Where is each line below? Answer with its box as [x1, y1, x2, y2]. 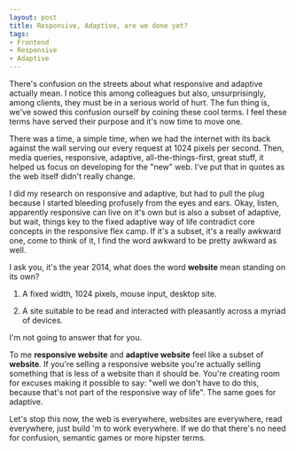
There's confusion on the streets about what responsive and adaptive [9, 79, 263, 89]
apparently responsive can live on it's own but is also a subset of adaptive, [9, 207, 282, 217]
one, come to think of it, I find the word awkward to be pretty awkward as [9, 236, 277, 245]
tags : [9, 29, 29, 38]
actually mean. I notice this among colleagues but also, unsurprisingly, [9, 88, 266, 98]
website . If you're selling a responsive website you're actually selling [9, 359, 261, 369]
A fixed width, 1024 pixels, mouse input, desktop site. [21, 289, 217, 299]
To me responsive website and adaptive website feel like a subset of [9, 349, 264, 360]
